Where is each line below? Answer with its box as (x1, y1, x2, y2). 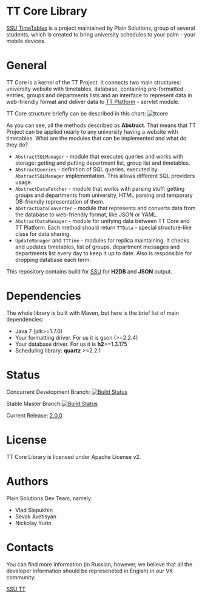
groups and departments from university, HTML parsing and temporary (15, 191, 193, 199)
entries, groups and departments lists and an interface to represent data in (6, 91, 192, 98)
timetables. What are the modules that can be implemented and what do (6, 134, 187, 142)
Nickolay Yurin (15, 519, 52, 526)
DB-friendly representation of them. (15, 198, 105, 205)
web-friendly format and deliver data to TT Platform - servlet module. (6, 98, 180, 105)
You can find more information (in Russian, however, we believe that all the (6, 560, 193, 568)
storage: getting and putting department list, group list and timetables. (15, 159, 190, 167)
